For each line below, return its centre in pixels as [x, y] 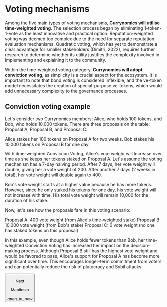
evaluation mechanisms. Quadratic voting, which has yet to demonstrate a [81, 44]
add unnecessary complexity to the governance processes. [66, 91]
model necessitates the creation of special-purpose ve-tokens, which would [83, 85]
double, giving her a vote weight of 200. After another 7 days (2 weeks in [80, 169]
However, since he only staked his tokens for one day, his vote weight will [81, 190]
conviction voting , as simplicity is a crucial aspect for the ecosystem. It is [81, 75]
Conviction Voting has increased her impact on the [77, 245]
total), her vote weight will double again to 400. [54, 175]
